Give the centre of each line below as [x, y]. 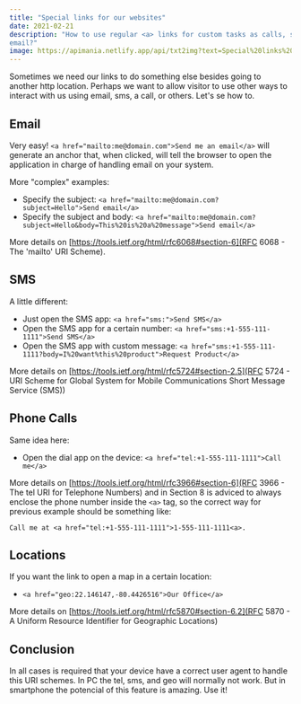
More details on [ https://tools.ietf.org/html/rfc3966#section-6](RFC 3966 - [147, 482]
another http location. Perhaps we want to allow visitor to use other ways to [149, 86]
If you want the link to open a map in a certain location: [111, 576]
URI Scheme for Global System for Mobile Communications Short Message [147, 380]
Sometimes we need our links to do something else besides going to [135, 76]
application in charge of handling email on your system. [112, 164]
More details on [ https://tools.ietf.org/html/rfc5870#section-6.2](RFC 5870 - [150, 612]
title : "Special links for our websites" [88, 18]
